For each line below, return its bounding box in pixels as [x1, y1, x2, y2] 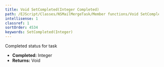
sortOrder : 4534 [5, 25, 38, 30]
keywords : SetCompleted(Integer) [5, 30, 73, 34]
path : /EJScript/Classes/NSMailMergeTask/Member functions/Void [5, 12, 139, 17]
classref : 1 [5, 20, 29, 26]
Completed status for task [5, 43, 58, 49]
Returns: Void [12, 58, 41, 63]
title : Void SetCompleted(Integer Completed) [5, 7, 99, 12]
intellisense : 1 [5, 16, 38, 21]
